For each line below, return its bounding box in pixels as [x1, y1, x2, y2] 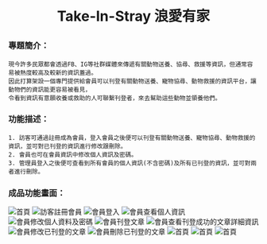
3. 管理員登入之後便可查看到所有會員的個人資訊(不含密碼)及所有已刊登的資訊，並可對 [8, 159, 251, 167]
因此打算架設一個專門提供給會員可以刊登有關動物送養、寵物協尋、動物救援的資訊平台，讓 [8, 77, 257, 85]
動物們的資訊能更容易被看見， [8, 85, 91, 94]
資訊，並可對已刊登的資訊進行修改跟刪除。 [8, 142, 127, 150]
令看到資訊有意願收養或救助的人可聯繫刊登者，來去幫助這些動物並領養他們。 [8, 94, 222, 102]
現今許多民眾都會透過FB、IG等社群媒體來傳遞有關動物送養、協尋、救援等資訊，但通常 [8, 60, 248, 68]
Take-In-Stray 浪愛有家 [56, 7, 211, 25]
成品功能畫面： [8, 188, 66, 199]
